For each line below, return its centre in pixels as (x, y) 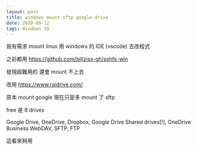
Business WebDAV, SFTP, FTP (43, 128)
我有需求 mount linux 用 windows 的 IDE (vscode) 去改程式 (78, 46)
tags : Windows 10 (28, 28)
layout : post (22, 12)
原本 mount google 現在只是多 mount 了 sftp (60, 97)
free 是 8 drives (25, 110)
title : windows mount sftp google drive (57, 17)
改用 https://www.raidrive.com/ (45, 85)
